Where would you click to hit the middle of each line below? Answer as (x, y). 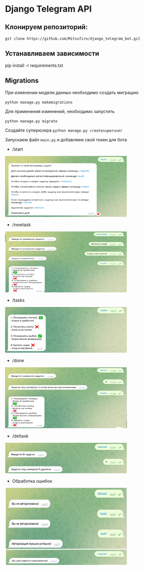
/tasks (18, 300)
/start (18, 149)
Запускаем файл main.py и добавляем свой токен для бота (66, 139)
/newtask (21, 225)
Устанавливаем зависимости (52, 54)
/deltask (20, 436)
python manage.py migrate (31, 121)
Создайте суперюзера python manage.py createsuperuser (64, 130)
